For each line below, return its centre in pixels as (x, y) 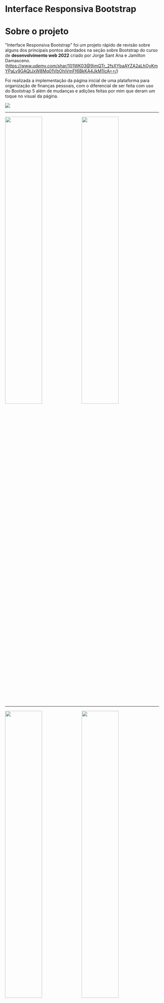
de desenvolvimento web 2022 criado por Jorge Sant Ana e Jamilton (75, 55)
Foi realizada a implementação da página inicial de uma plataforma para (77, 81)
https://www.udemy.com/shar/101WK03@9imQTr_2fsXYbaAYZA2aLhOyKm (82, 66)
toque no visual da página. (32, 96)
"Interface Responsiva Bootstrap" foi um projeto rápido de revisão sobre (78, 45)
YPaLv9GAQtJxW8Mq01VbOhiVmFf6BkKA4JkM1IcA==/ (61, 71)
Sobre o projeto (37, 32)
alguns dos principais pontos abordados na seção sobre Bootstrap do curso (82, 50)
